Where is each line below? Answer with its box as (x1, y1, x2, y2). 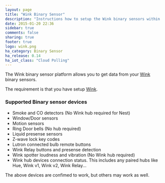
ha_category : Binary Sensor (5, 48, 63, 53)
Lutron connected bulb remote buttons (12, 141, 91, 147)
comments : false (5, 30, 39, 35)
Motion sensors (12, 120, 44, 126)
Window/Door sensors (12, 115, 58, 121)
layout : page (5, 7, 32, 12)
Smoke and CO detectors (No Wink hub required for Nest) (12, 110, 130, 116)
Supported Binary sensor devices (5, 98, 87, 105)
